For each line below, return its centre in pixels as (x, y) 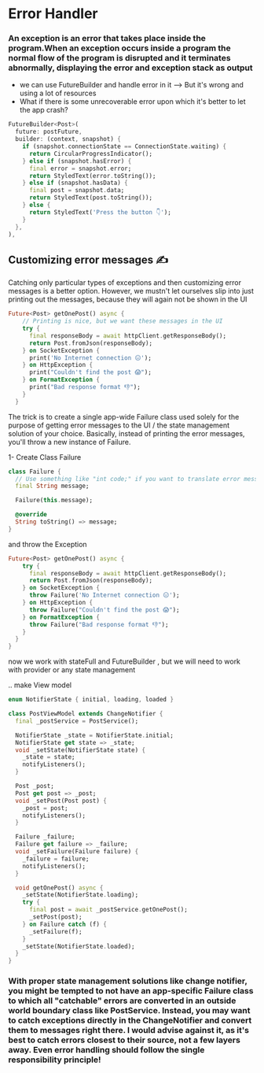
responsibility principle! (55, 1060)
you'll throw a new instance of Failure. (70, 442)
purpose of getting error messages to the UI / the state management (119, 425)
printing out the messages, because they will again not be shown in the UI (128, 299)
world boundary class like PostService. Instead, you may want (129, 1011)
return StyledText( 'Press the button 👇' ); (100, 212)
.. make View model (40, 685)
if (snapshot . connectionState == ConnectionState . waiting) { (124, 146)
